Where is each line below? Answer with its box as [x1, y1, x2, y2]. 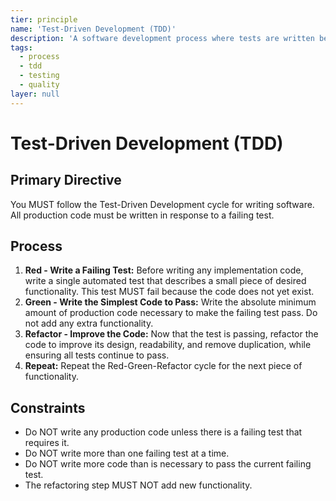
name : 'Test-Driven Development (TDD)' [10, 24, 177, 34]
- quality [19, 80, 60, 90]
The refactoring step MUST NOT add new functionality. [24, 479, 253, 491]
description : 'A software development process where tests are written [10, 33, 315, 43]
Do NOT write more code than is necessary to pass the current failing [24, 458, 312, 470]
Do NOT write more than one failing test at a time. [24, 447, 230, 460]
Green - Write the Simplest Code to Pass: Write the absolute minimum [24, 296, 317, 308]
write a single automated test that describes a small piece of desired [24, 275, 307, 287]
